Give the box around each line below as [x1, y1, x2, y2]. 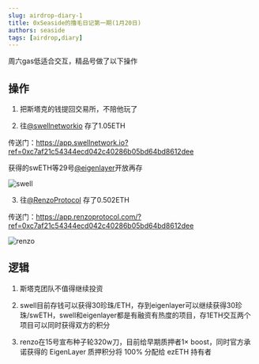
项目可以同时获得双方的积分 [19, 320, 111, 329]
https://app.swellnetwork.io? [36, 138, 129, 147]
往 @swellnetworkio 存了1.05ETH [19, 121, 126, 131]
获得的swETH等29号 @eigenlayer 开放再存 [8, 163, 144, 173]
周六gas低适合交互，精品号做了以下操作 [8, 56, 138, 66]
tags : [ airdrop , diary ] [8, 33, 83, 42]
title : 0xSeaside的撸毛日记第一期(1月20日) [8, 19, 142, 27]
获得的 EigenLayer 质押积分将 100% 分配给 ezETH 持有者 [26, 347, 212, 356]
